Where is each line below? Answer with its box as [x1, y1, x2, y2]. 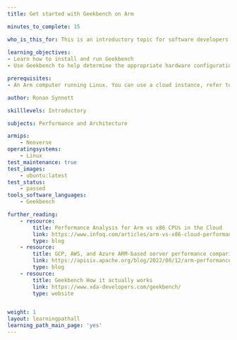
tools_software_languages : [7, 192, 87, 199]
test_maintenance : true [7, 158, 78, 166]
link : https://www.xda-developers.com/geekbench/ [32, 283, 181, 291]
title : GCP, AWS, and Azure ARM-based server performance [32, 250, 207, 258]
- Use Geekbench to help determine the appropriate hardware [7, 62, 191, 69]
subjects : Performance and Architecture [7, 119, 128, 127]
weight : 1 [7, 309, 37, 316]
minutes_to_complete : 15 [7, 23, 80, 30]
